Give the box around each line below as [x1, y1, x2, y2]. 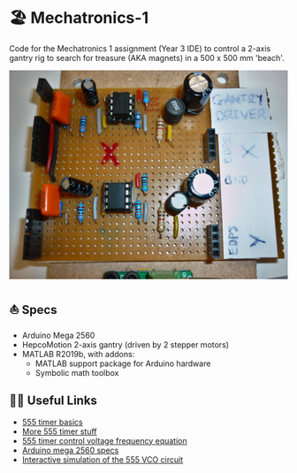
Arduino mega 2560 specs [21, 445, 119, 455]
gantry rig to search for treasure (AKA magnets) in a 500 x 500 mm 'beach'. [9, 52, 285, 63]
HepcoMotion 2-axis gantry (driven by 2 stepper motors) [21, 339, 230, 350]
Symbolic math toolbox [34, 367, 119, 378]
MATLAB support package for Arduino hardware [34, 358, 211, 369]
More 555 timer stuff [21, 426, 97, 437]
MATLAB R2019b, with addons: [21, 348, 135, 359]
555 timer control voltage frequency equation [21, 435, 187, 446]
